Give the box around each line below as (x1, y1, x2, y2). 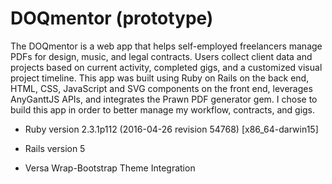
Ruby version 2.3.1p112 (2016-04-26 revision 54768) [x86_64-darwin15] (24, 123, 319, 135)
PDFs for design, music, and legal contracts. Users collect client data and (10, 50, 313, 62)
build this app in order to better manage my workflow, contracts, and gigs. (10, 103, 316, 116)
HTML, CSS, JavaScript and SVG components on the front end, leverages (10, 82, 313, 94)
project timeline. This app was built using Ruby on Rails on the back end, (10, 72, 310, 84)
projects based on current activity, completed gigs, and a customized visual (10, 61, 323, 73)
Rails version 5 (24, 142, 86, 154)
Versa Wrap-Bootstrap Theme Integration (24, 162, 196, 174)
